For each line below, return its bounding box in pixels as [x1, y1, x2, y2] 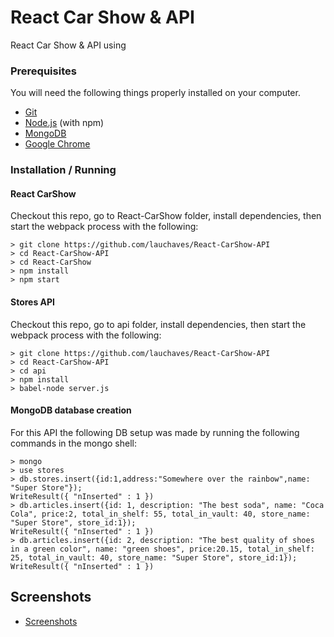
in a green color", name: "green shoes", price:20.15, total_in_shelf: [10, 544, 315, 554]
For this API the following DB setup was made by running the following [10, 426, 300, 438]
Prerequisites [10, 64, 77, 78]
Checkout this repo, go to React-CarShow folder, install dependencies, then [10, 210, 322, 222]
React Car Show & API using [10, 39, 127, 51]
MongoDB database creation [10, 404, 132, 416]
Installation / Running [10, 163, 117, 177]
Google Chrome [24, 138, 91, 150]
